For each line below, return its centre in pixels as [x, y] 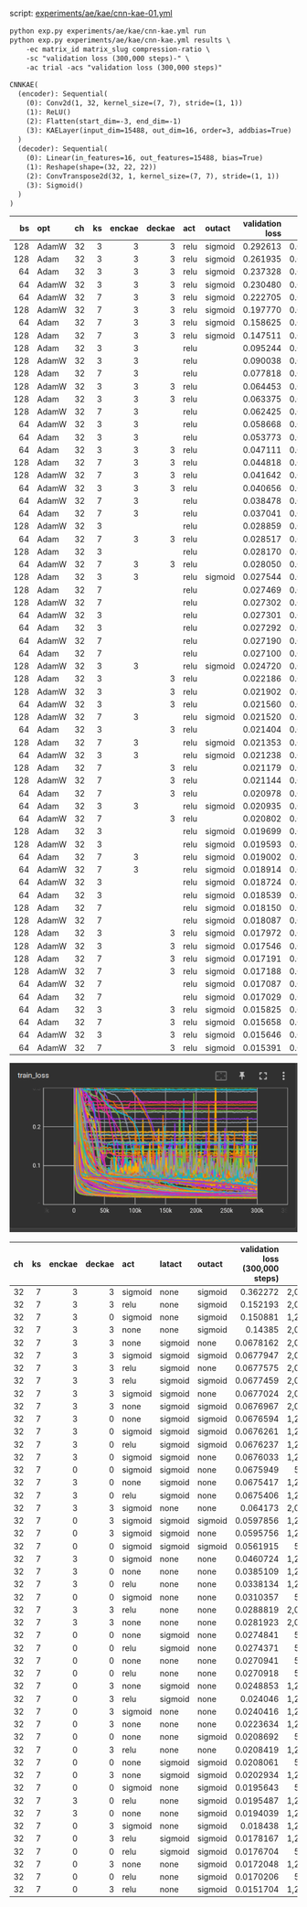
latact [171, 1264]
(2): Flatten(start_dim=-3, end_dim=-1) [104, 122]
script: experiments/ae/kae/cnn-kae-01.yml [91, 13]
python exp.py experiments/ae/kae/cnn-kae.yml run [108, 31]
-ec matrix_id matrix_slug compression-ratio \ [118, 49]
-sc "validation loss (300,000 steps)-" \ [108, 59]
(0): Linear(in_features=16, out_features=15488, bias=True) [144, 158]
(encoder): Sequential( [63, 94]
